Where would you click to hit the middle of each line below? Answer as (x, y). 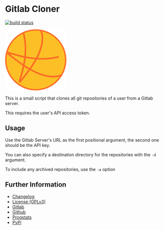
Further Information (36, 185)
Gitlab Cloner (33, 9)
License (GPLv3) (29, 202)
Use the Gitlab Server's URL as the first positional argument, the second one (82, 140)
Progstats (22, 217)
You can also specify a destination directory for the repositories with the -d (81, 154)
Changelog (23, 196)
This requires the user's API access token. (48, 113)
